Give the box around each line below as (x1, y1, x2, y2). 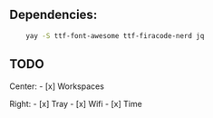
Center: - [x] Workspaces (9, 81, 104, 92)
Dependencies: (9, 7, 98, 23)
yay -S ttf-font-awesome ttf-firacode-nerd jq (25, 31, 205, 40)
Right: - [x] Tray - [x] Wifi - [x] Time (9, 98, 142, 109)
